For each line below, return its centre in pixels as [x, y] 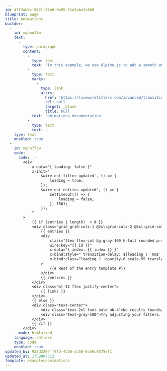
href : [51, 97]
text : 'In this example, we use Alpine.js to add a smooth [94, 65]
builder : [14, 24]
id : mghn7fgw [28, 148]
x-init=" [41, 171]
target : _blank [61, 107]
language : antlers [33, 338]
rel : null [55, 102]
